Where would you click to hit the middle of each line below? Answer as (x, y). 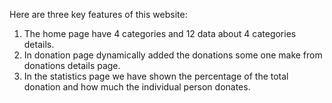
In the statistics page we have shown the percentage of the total (156, 76)
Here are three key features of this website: (98, 14)
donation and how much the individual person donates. (137, 87)
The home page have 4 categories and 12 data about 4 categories (160, 33)
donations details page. (72, 65)
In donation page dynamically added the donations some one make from (173, 55)
